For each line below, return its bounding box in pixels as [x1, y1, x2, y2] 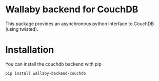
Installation [5, 44, 54, 56]
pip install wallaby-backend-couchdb [5, 71, 86, 76]
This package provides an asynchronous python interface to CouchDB [5, 21, 154, 27]
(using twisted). [5, 26, 38, 32]
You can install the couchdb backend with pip [5, 60, 102, 67]
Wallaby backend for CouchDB [5, 4, 138, 15]
